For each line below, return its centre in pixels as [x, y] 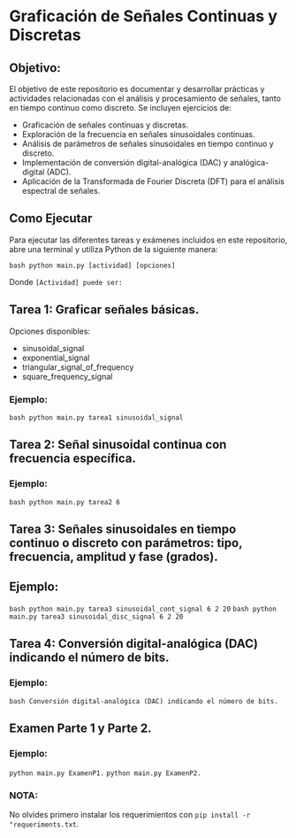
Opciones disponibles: [50, 331]
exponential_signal [56, 357]
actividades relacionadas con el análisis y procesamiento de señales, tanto [145, 98]
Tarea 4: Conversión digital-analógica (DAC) [134, 644]
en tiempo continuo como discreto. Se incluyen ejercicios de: [120, 108]
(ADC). [59, 172]
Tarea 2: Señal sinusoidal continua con [118, 445]
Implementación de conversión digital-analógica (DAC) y [125, 162]
